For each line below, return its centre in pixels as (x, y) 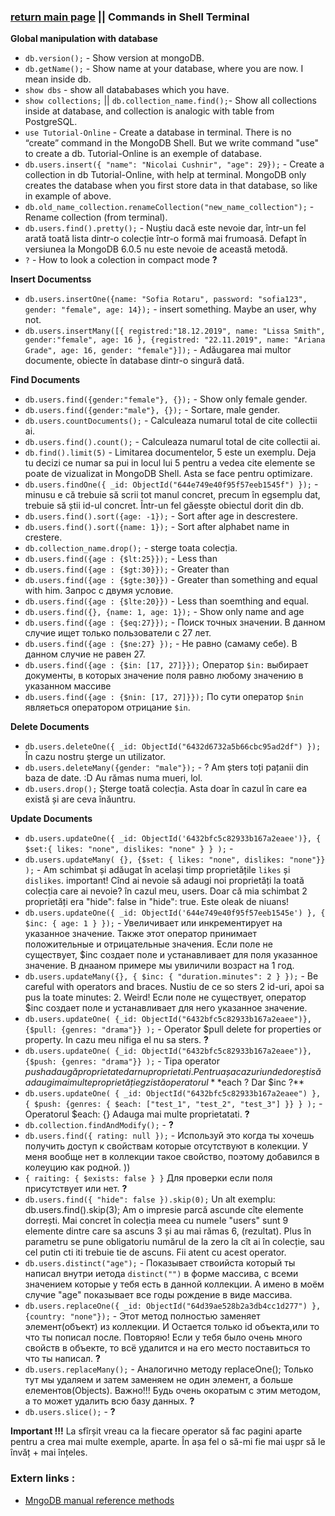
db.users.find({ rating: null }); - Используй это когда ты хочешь (169, 1136)
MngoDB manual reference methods (99, 1500)
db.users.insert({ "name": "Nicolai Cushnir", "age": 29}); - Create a (174, 164)
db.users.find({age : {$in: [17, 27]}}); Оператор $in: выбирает (166, 665)
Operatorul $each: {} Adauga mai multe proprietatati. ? (137, 1114)
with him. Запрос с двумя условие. (99, 591)
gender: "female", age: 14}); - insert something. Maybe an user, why (170, 309)
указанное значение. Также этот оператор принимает (140, 934)
